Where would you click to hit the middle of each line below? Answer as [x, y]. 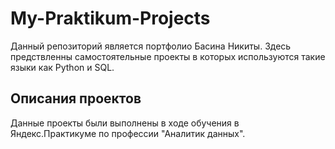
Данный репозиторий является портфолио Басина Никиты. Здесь [151, 46]
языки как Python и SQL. [62, 67]
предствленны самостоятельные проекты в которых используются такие [168, 56]
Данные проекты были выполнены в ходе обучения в [125, 123]
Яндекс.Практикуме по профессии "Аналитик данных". [128, 133]
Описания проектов [76, 98]
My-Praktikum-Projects [110, 18]
